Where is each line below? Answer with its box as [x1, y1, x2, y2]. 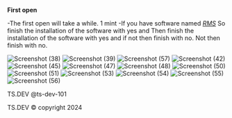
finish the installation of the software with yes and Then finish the [7, 27, 194, 35]
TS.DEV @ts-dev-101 [7, 90, 67, 98]
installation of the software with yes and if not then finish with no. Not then [7, 34, 221, 42]
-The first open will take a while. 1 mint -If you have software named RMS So [7, 19, 226, 27]
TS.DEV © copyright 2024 [7, 104, 83, 111]
